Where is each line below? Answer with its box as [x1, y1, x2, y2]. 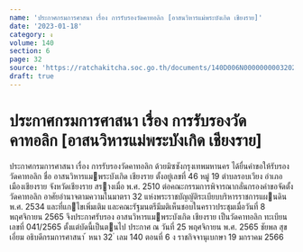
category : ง [9, 30, 53, 39]
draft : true [9, 72, 54, 81]
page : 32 [9, 55, 42, 64]
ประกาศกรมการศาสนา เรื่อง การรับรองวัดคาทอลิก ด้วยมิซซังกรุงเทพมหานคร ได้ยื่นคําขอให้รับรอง [9, 160, 290, 171]
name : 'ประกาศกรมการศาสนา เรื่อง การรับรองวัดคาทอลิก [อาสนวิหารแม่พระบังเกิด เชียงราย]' [9, 13, 263, 22]
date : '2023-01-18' [9, 22, 83, 31]
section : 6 [9, 47, 50, 56]
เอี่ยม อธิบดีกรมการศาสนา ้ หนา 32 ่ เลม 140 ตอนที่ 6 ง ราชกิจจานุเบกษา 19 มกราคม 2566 [9, 231, 284, 242]
